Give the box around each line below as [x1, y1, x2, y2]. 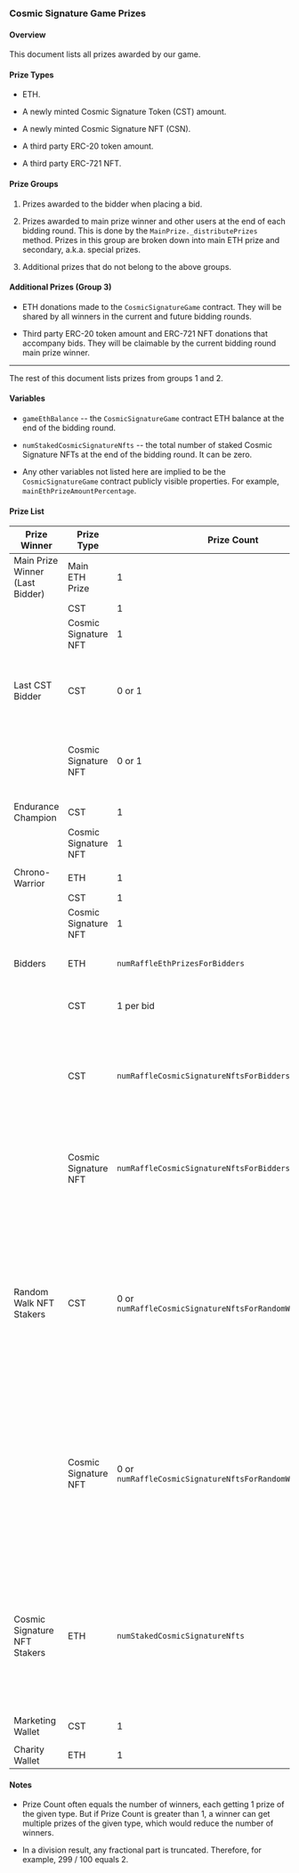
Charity [13, 1744, 44, 1756]
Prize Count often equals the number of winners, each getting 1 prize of [21, 1799, 285, 1810]
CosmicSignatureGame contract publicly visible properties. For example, [21, 476, 280, 486]
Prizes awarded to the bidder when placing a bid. [21, 199, 203, 209]
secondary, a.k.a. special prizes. [21, 244, 141, 255]
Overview [9, 29, 46, 40]
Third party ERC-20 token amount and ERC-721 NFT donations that [21, 328, 269, 338]
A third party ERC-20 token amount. [21, 141, 154, 151]
